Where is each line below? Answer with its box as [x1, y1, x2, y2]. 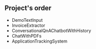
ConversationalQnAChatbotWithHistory [11, 27, 92, 34]
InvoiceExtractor [11, 22, 45, 28]
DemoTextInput [11, 17, 43, 23]
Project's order [4, 4, 52, 12]
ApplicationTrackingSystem [11, 38, 67, 44]
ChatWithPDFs [11, 33, 42, 39]
